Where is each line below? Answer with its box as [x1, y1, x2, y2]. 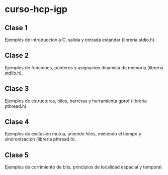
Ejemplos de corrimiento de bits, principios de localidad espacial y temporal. [5, 164, 163, 170]
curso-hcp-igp [5, 4, 67, 15]
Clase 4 [5, 118, 29, 126]
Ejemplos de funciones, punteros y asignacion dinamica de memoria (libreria [5, 64, 163, 71]
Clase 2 [5, 51, 29, 60]
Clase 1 [5, 24, 28, 32]
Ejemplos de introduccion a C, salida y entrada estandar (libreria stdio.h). [5, 37, 156, 43]
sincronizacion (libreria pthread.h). [5, 136, 76, 142]
